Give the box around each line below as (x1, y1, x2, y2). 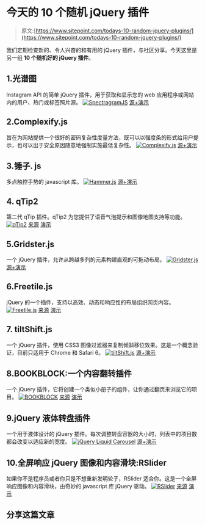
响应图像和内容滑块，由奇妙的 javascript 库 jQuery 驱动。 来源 (6, 483, 188, 490)
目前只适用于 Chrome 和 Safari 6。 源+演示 (16, 349, 156, 356)
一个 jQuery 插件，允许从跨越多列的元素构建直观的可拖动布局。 (6, 256, 165, 263)
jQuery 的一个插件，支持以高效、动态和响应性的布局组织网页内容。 (6, 299, 174, 306)
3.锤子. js (6, 161, 41, 171)
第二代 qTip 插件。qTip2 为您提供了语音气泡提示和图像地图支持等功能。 (6, 213, 186, 220)
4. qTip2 (6, 196, 38, 206)
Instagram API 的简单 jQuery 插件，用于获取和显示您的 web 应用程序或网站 (6, 91, 194, 98)
